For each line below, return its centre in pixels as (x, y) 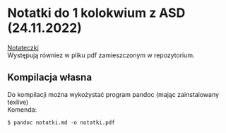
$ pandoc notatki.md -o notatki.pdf (61, 122)
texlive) (18, 102)
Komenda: (22, 109)
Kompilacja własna (50, 77)
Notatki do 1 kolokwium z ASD (96, 13)
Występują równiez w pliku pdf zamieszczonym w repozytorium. (101, 55)
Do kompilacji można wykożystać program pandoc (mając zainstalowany (113, 94)
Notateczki (23, 47)
